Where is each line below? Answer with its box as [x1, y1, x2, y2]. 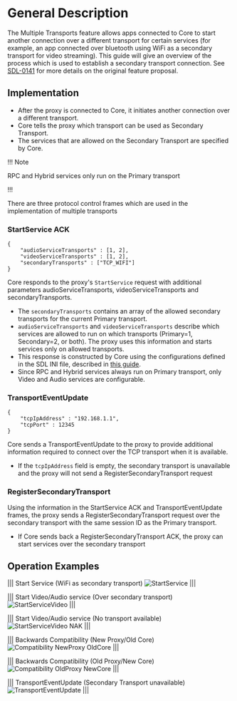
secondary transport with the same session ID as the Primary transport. [7, 518, 217, 526]
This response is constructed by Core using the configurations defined [17, 353, 226, 361]
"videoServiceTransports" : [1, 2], [20, 253, 130, 261]
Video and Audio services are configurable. [17, 375, 145, 384]
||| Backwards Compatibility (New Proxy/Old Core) [7, 635, 154, 644]
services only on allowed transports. [17, 345, 125, 353]
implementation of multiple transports [7, 207, 117, 215]
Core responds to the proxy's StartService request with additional [7, 278, 201, 286]
